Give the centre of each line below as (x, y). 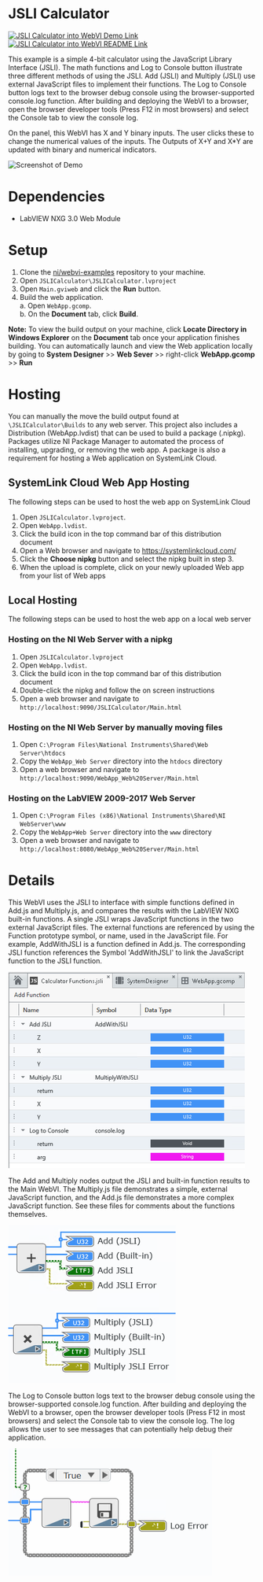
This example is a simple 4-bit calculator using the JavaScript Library (120, 59)
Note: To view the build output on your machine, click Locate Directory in (128, 329)
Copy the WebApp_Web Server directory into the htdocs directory (121, 761)
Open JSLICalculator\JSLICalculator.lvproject (98, 280)
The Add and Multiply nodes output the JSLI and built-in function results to (129, 1181)
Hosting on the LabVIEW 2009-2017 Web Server (102, 798)
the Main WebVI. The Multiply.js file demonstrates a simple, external (118, 1189)
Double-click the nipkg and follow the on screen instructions (117, 690)
